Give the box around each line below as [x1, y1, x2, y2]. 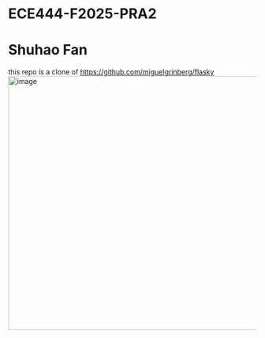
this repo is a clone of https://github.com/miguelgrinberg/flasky [8, 67, 215, 77]
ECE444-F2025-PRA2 [8, 5, 157, 23]
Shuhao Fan [8, 41, 88, 59]
